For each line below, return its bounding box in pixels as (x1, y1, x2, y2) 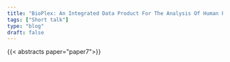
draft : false (7, 29, 44, 36)
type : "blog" (7, 22, 44, 29)
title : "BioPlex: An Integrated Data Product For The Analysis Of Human (7, 10, 219, 17)
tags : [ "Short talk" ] (7, 16, 69, 23)
